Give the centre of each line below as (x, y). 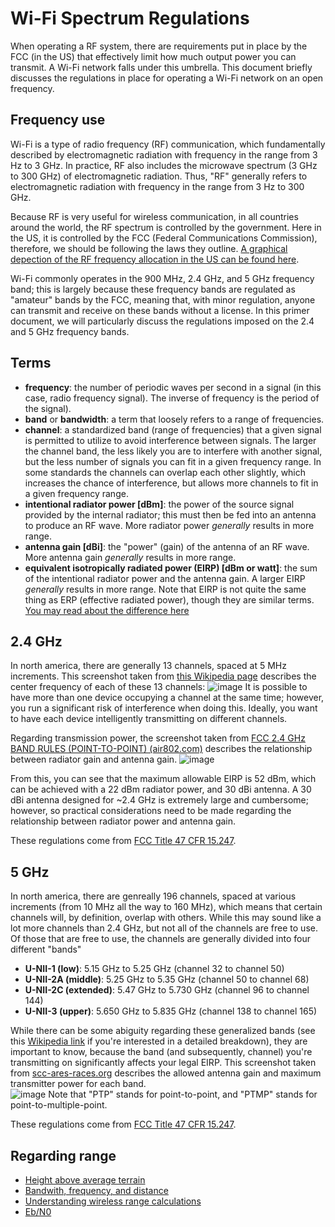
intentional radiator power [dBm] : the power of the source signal (159, 504)
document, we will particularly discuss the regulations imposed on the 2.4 (162, 321)
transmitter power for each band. (78, 1084)
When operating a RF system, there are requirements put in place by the (159, 46)
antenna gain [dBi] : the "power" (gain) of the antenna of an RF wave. (167, 546)
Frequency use (58, 120)
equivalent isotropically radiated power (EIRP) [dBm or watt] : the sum (171, 568)
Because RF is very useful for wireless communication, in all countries (154, 216)
